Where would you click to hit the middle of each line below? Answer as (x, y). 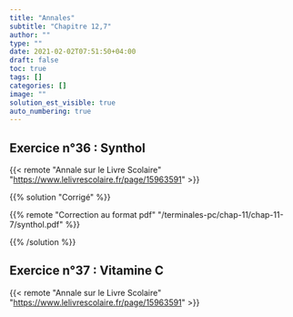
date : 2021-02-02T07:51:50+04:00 (73, 52)
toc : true (28, 69)
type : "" (26, 43)
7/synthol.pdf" (36, 225)
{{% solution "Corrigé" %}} (60, 198)
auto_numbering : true (51, 111)
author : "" (30, 35)
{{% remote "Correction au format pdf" (83, 215)
